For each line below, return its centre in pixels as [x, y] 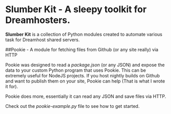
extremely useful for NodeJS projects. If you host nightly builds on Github [82, 75]
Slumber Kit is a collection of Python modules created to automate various [84, 34]
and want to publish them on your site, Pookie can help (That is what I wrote [85, 81]
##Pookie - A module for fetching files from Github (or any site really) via [82, 49]
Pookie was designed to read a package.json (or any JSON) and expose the [85, 65]
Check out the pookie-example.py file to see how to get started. [72, 106]
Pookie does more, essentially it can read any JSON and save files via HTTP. [86, 96]
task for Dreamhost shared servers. [43, 40]
